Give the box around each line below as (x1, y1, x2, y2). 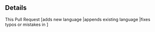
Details (5, 4, 27, 12)
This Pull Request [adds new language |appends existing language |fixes (5, 16, 151, 22)
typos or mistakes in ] (5, 21, 49, 27)
